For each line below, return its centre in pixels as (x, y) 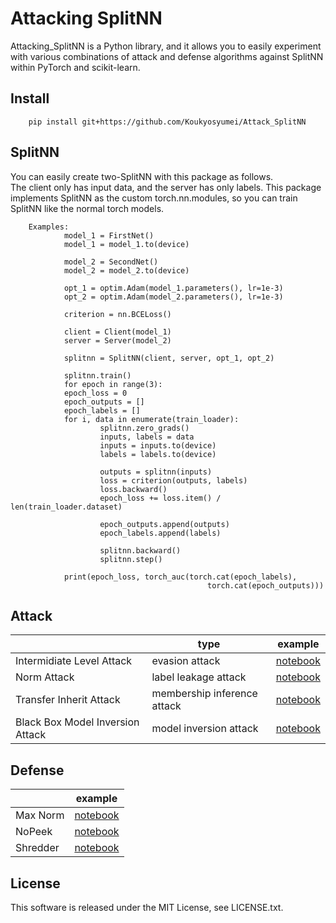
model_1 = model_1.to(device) (126, 244)
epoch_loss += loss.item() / (160, 498)
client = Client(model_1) (117, 332)
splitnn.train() (97, 375)
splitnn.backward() (140, 550)
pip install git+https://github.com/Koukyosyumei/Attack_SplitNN (167, 122)
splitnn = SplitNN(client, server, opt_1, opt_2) (169, 358)
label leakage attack (199, 677)
